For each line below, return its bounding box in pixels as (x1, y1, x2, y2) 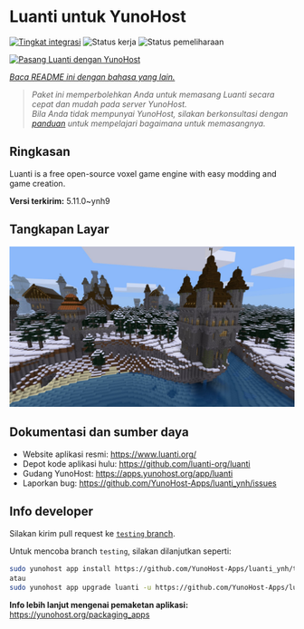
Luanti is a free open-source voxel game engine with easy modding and (9, 168, 278, 179)
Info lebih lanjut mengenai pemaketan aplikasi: (9, 600, 188, 611)
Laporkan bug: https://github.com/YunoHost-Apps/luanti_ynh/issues (22, 478, 278, 489)
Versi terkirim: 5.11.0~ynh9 (9, 195, 110, 206)
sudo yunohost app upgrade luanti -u (9, 583, 152, 593)
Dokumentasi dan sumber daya (9, 424, 189, 440)
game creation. (9, 178, 66, 189)
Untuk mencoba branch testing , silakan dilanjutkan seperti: (9, 546, 233, 556)
